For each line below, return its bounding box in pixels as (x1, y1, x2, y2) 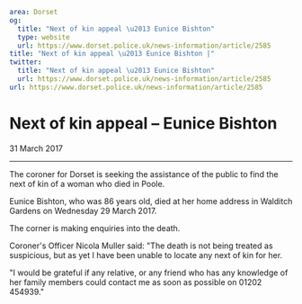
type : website (17, 32, 70, 41)
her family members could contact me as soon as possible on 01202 (9, 276, 262, 287)
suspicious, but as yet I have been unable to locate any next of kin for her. (9, 249, 283, 260)
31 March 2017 (9, 143, 64, 154)
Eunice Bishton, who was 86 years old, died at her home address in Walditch (9, 195, 293, 206)
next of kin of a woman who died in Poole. (9, 178, 165, 189)
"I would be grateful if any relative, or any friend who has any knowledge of (9, 267, 289, 278)
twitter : (9, 58, 42, 67)
